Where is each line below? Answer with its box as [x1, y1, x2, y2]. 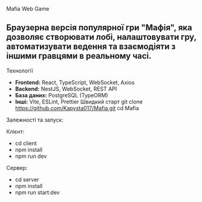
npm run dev [15, 152, 47, 160]
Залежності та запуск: [6, 116, 64, 123]
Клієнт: [6, 128, 25, 135]
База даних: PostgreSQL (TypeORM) [15, 91, 108, 99]
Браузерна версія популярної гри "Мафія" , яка [6, 22, 192, 33]
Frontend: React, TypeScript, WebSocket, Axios [15, 79, 135, 86]
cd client [15, 139, 37, 147]
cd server [15, 175, 39, 183]
